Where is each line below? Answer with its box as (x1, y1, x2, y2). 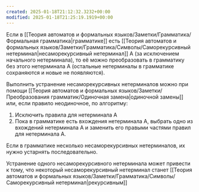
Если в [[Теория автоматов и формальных (6, 31, 113, 38)
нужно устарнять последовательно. (6, 148, 98, 156)
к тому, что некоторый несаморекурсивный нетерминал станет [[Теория (6, 166, 192, 173)
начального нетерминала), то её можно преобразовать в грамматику (6, 56, 185, 63)
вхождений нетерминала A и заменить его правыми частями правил (14, 124, 191, 131)
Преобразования (6, 93, 49, 100)
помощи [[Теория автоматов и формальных (6, 87, 118, 94)
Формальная (6, 37, 39, 44)
